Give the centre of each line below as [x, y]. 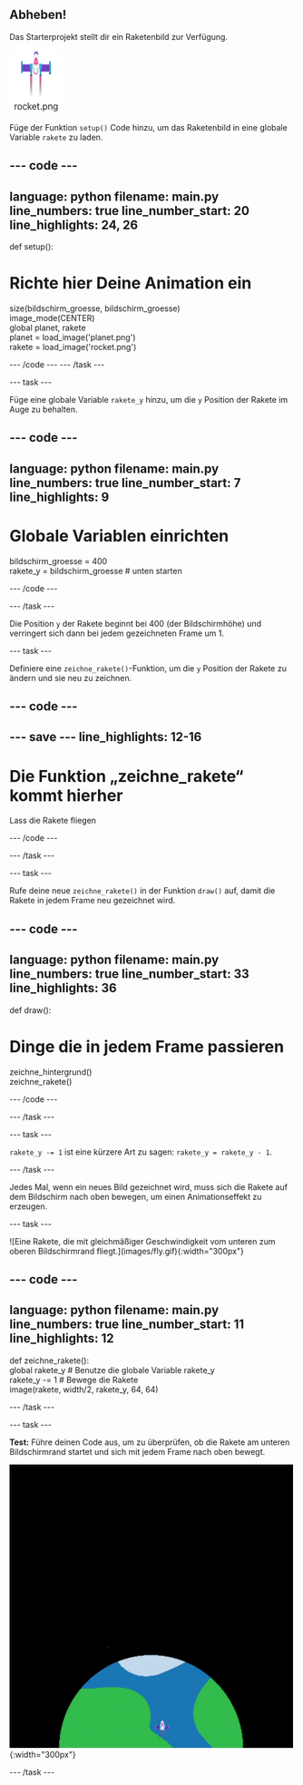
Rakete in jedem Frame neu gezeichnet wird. [93, 901]
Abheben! [38, 15]
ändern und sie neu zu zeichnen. [71, 678]
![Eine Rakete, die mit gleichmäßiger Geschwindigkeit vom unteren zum [142, 1241]
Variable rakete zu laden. [56, 137]
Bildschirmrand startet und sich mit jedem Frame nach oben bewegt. [137, 1451]
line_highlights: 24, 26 [74, 224]
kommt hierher [66, 795]
